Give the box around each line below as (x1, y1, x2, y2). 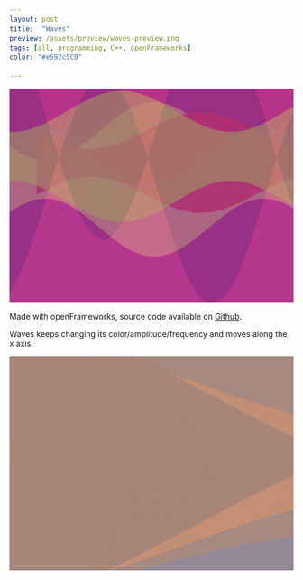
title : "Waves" (9, 23, 70, 33)
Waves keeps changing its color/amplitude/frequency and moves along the (9, 329, 288, 339)
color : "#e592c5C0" (9, 52, 83, 62)
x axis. (9, 339, 33, 349)
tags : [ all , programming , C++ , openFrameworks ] (9, 43, 192, 52)
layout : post (9, 14, 59, 23)
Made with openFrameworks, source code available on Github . (9, 312, 242, 322)
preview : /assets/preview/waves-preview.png (9, 33, 179, 42)
